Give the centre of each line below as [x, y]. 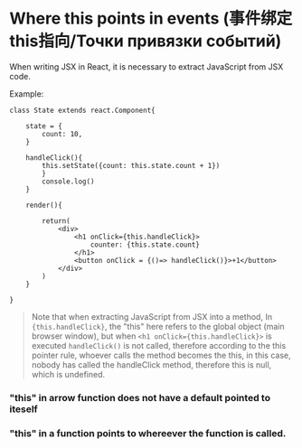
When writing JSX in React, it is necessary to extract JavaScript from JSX [146, 66]
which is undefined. [68, 374]
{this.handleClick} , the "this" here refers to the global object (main [158, 326]
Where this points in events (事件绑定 [151, 19]
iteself [24, 409]
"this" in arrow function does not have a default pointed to [140, 397]
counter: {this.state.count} [145, 245]
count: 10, [62, 134]
